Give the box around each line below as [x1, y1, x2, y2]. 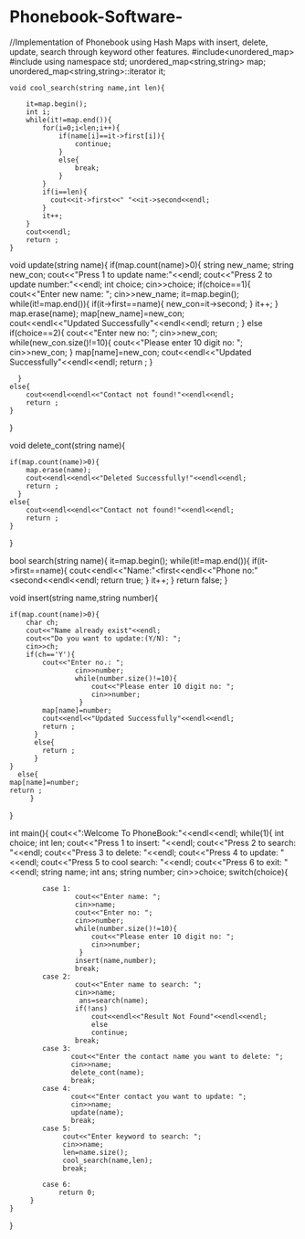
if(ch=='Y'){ [26, 650, 76, 659]
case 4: [42, 1084, 71, 1093]
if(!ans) [74, 1003, 108, 1013]
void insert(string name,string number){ [9, 592, 158, 603]
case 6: [42, 1180, 71, 1189]
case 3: [42, 1043, 71, 1053]
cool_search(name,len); [62, 1156, 153, 1165]
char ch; [26, 618, 59, 627]
